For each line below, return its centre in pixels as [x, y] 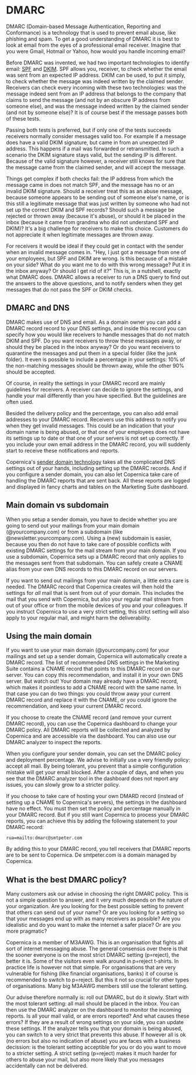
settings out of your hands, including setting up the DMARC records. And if [96, 468]
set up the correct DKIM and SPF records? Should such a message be [90, 210]
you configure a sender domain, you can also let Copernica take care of [93, 474]
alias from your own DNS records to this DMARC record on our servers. [92, 569]
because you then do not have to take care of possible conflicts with [89, 544]
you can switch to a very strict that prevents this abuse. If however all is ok [96, 1035]
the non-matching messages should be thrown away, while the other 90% [95, 365]
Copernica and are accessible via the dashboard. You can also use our [91, 736]
